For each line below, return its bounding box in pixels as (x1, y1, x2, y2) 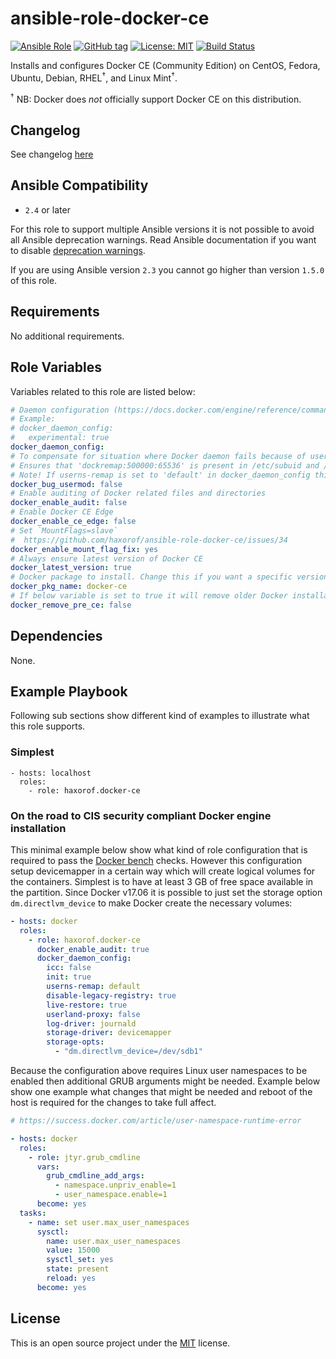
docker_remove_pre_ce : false (10, 600, 132, 610)
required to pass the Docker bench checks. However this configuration (10, 854, 303, 866)
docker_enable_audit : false (10, 498, 128, 508)
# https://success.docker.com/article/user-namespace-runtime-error (10, 1116, 302, 1126)
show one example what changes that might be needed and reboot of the (10, 1086, 313, 1098)
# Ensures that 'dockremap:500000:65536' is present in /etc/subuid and (10, 460, 320, 471)
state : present (46, 1264, 110, 1274)
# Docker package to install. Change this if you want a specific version (10, 572, 329, 582)
